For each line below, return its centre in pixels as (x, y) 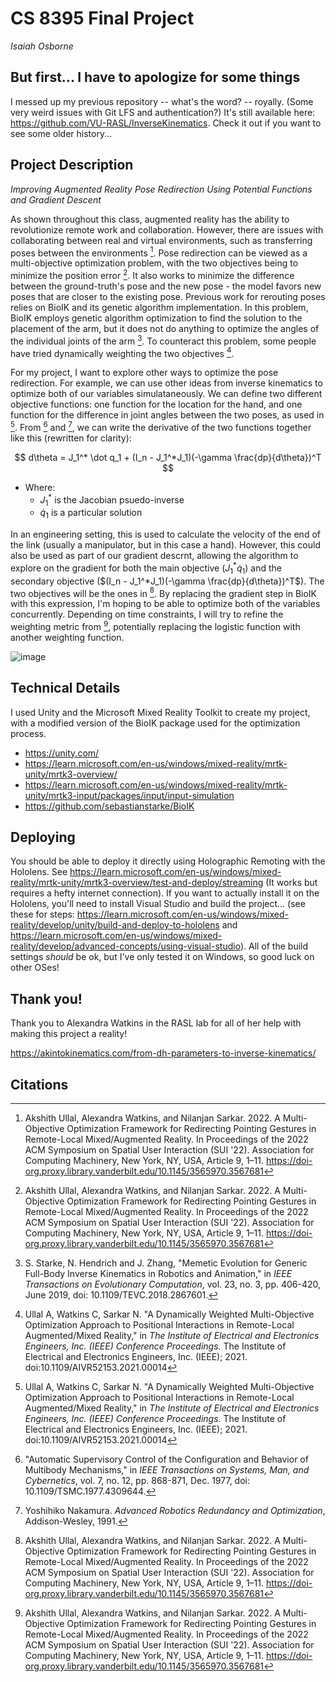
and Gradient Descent (56, 199)
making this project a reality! (69, 1034)
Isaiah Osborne (42, 46)
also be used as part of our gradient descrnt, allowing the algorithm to (154, 556)
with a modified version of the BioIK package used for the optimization (155, 723)
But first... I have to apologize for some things (155, 77)
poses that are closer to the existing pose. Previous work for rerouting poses (168, 296)
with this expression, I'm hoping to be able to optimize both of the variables (165, 604)
